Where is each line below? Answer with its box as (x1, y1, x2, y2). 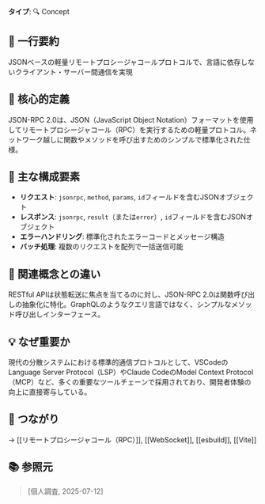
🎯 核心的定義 (8, 93, 70, 106)
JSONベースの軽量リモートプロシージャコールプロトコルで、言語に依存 (8, 57, 241, 66)
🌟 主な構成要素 (8, 170, 81, 184)
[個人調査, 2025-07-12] (27, 486, 104, 496)
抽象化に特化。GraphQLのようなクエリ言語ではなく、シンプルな (21, 300, 232, 309)
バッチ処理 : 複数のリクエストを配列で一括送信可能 (19, 242, 184, 252)
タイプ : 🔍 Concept (8, 7, 70, 16)
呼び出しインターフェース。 (14, 309, 105, 319)
